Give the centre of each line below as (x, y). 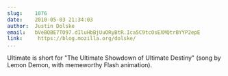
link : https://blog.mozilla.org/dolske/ (72, 39)
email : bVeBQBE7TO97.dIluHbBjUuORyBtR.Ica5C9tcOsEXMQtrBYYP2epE (104, 32)
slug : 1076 (27, 13)
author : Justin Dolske (41, 26)
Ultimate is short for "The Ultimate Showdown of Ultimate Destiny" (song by (114, 58)
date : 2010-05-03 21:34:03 (50, 20)
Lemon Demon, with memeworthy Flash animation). (80, 65)
